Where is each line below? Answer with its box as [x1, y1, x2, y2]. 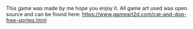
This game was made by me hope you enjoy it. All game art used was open [6, 5, 188, 11]
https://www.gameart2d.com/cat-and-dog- [82, 11, 187, 18]
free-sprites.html [6, 17, 47, 23]
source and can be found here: [6, 11, 81, 18]
